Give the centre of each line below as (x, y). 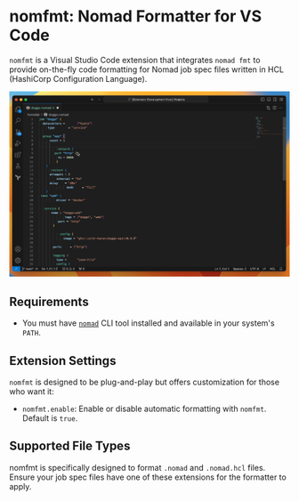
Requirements (49, 301)
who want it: (32, 392)
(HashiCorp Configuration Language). (78, 78)
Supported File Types (70, 446)
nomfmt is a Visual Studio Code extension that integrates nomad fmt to (135, 60)
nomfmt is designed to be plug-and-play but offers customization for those (145, 382)
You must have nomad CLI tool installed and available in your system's (148, 323)
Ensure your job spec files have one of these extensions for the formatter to (148, 477)
